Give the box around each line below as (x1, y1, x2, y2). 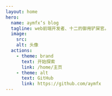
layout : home (5, 8, 38, 15)
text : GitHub (21, 75, 54, 81)
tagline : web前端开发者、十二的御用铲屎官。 (11, 25, 109, 32)
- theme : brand (16, 53, 54, 59)
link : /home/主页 (21, 64, 63, 70)
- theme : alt (16, 70, 49, 76)
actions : (11, 48, 33, 54)
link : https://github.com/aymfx (21, 81, 101, 87)
